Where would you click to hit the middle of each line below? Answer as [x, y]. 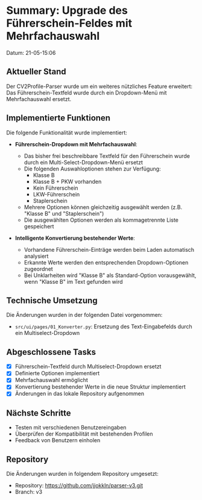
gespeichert [39, 226]
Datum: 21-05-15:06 [31, 52]
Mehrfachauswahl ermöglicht [52, 380]
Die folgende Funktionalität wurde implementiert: [67, 133]
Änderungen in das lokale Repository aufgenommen [80, 394]
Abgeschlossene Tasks [51, 352]
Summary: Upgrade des [67, 11]
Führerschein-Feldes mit [69, 23]
